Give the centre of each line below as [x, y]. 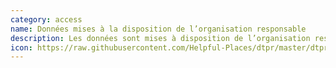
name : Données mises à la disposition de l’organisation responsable [158, 29]
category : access [46, 19]
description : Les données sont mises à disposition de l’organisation [160, 38]
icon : [21, 47]
